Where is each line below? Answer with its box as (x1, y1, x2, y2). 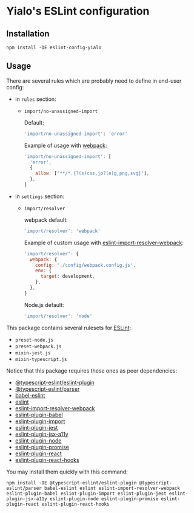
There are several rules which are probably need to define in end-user (6, 77, 182, 84)
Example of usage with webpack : (24, 142, 107, 149)
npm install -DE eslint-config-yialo (6, 44, 102, 50)
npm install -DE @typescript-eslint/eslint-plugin (6, 480, 137, 486)
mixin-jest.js (15, 349, 51, 356)
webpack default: (24, 216, 68, 223)
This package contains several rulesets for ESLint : (6, 324, 132, 331)
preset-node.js (15, 337, 54, 343)
